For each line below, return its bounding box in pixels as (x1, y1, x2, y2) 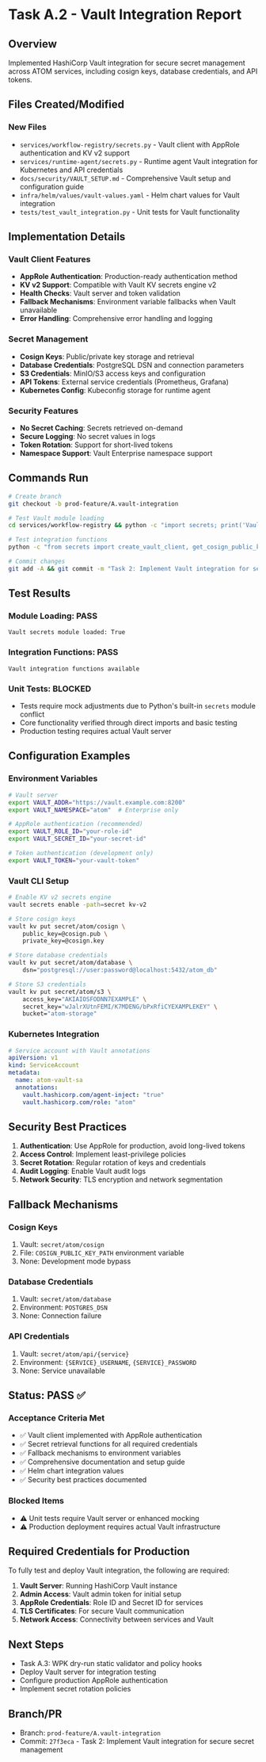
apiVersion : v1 (8, 1054, 59, 1062)
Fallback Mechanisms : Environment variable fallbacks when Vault (19, 297, 236, 307)
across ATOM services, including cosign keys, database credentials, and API (8, 67, 258, 76)
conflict (19, 709, 45, 719)
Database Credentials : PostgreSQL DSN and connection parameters (19, 360, 245, 369)
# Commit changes (8, 557, 66, 566)
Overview (8, 37, 58, 51)
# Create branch (8, 492, 62, 500)
